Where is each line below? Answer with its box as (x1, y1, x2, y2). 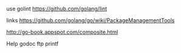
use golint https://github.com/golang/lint (6, 5, 108, 12)
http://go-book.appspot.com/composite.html (6, 28, 118, 36)
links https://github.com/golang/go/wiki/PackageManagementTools (6, 17, 175, 23)
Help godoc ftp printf (6, 40, 59, 47)
